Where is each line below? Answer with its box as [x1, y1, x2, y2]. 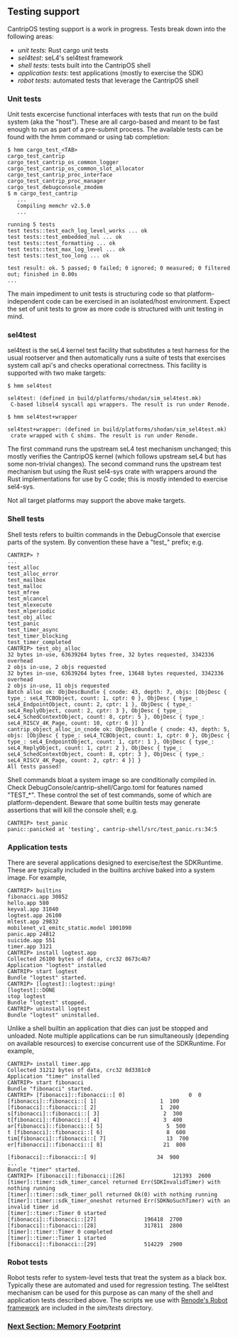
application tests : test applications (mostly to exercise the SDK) [17, 68, 204, 77]
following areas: [7, 32, 55, 41]
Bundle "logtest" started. [7, 974, 87, 981]
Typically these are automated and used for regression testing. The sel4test [7, 1281, 229, 1290]
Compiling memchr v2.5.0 [16, 203, 91, 210]
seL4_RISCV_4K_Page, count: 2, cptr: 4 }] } [7, 756, 141, 764]
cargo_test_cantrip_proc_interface [7, 171, 113, 178]
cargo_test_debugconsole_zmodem [7, 184, 103, 191]
